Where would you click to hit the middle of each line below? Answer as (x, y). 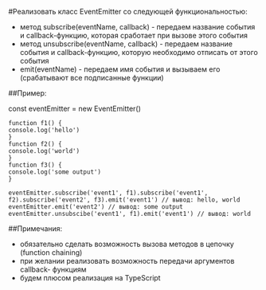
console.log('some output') (55, 172)
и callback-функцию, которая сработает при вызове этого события (134, 35)
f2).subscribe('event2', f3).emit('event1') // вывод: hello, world (124, 200)
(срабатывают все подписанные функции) (92, 78)
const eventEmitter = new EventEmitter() (75, 108)
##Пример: (27, 93)
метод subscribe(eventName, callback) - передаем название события (137, 27)
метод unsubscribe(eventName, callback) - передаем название (126, 44)
